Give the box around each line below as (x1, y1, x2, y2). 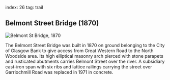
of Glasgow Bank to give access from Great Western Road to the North (5, 48, 154, 54)
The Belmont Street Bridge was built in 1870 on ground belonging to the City (5, 42, 165, 48)
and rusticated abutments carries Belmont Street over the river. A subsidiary (5, 58, 165, 64)
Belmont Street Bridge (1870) (5, 19, 99, 27)
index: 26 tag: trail (5, 5, 43, 10)
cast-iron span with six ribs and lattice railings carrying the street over (5, 63, 153, 70)
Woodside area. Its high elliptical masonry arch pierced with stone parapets (5, 53, 164, 59)
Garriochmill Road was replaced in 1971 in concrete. (5, 69, 114, 75)
